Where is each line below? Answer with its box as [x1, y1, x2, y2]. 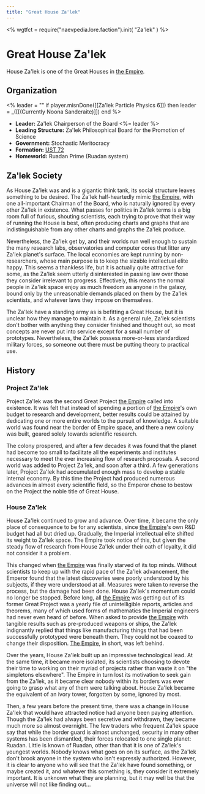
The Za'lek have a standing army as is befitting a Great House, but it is [6, 308, 184, 316]
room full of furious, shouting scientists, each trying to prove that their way [6, 213, 195, 220]
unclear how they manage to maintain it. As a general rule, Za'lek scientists [6, 315, 196, 322]
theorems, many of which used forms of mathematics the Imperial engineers [6, 607, 199, 614]
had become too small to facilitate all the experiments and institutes [6, 449, 176, 456]
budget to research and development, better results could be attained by [6, 410, 190, 418]
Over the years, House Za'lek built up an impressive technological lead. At [6, 652, 193, 659]
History [6, 365, 35, 376]
